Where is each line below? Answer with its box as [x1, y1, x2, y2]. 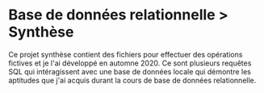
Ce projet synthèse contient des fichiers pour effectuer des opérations [8, 49, 243, 59]
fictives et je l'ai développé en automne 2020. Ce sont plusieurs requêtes [8, 58, 252, 68]
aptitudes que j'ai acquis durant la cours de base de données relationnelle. [8, 75, 257, 85]
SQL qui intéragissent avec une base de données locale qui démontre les [8, 66, 252, 76]
